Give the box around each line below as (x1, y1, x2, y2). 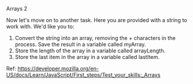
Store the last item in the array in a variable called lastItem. (14, 54, 160, 60)
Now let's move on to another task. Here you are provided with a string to (6, 17, 188, 23)
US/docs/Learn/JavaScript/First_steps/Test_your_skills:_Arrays (6, 71, 161, 78)
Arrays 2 (6, 5, 28, 12)
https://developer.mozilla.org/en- (17, 65, 99, 72)
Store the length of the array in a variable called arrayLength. (14, 47, 166, 54)
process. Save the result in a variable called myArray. (14, 41, 146, 48)
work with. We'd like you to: (6, 23, 75, 30)
